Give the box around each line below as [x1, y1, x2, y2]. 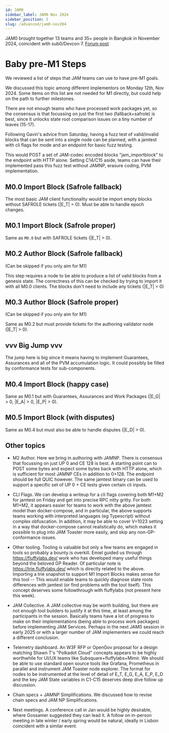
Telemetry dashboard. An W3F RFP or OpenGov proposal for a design [12, 644, 158, 650]
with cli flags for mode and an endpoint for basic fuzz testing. [5, 142, 133, 148]
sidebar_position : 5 [5, 17, 49, 22]
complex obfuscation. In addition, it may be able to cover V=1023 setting [12, 518, 163, 524]
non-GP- [137, 529, 155, 535]
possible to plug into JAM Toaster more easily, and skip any [12, 529, 137, 535]
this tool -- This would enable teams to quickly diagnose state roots [12, 576, 153, 582]
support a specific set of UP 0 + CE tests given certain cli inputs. [12, 481, 147, 487]
